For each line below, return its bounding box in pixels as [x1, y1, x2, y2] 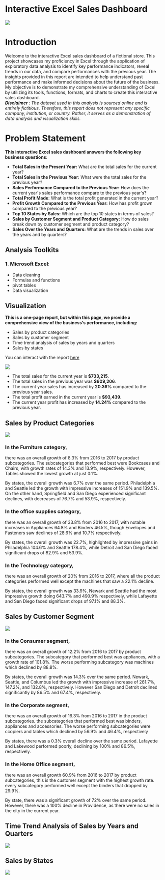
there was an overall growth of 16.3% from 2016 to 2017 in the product [5, 713, 147, 719]
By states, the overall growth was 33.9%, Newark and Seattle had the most [5, 588, 157, 594]
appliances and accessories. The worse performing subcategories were [5, 723, 151, 729]
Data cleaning [12, 272, 41, 278]
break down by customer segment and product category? [12, 221, 129, 227]
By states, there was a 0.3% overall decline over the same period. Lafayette [5, 738, 158, 744]
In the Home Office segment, [5, 761, 75, 767]
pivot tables [12, 282, 36, 288]
